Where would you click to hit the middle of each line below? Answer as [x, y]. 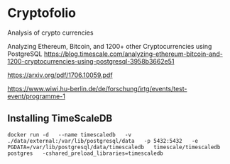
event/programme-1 [37, 96]
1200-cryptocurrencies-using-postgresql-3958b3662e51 [91, 61]
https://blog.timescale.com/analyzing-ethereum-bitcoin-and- [133, 54]
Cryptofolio [42, 13]
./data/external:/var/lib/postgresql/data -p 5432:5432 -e [103, 141]
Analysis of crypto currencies [50, 33]
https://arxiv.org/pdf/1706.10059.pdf [60, 75]
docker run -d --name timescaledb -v [70, 135]
